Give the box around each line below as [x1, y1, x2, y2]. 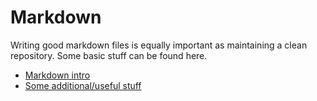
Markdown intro [24, 69, 91, 81]
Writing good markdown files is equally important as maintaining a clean [10, 39, 308, 51]
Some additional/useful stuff [24, 79, 142, 91]
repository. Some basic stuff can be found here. [10, 49, 208, 61]
